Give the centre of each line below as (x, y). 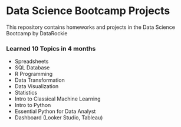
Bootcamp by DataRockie (37, 33)
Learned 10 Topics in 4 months (51, 48)
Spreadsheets (32, 61)
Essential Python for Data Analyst (55, 111)
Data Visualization (37, 86)
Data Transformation (40, 80)
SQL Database (32, 68)
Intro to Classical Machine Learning (58, 99)
